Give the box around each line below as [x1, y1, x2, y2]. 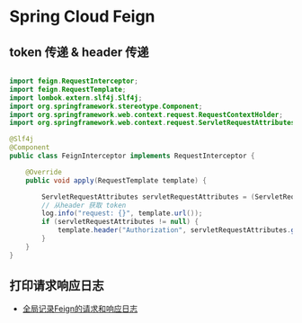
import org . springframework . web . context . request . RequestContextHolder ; [9, 110, 283, 119]
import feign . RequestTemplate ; [9, 85, 127, 94]
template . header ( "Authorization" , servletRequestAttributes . [57, 226, 292, 235]
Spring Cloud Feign [9, 6, 155, 27]
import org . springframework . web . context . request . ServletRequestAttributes [9, 119, 296, 128]
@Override [25, 167, 63, 176]
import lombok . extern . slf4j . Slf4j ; [9, 93, 143, 103]
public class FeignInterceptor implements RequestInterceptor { [9, 151, 255, 160]
